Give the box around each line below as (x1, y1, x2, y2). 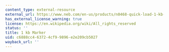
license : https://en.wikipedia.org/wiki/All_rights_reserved (5, 21, 136, 26)
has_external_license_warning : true (5, 16, 82, 21)
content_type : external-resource (5, 7, 75, 12)
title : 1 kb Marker (5, 30, 46, 35)
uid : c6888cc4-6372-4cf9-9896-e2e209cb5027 (5, 35, 98, 40)
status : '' (5, 26, 28, 31)
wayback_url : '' (5, 40, 39, 45)
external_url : (5, 12, 35, 17)
